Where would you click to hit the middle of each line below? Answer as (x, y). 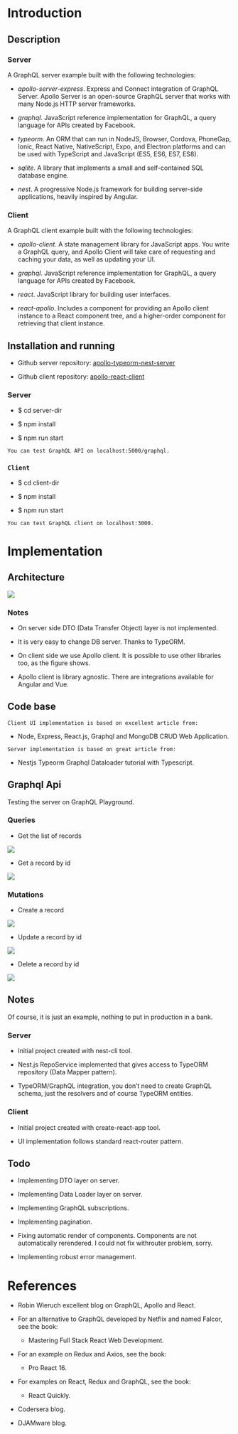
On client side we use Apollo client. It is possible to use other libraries (119, 655)
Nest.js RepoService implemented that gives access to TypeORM (113, 1064)
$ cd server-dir (40, 411)
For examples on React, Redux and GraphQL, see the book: (104, 1382)
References (42, 1286)
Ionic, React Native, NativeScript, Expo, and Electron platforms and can (121, 146)
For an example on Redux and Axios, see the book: (92, 1354)
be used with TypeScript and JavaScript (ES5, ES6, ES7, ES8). (108, 153)
